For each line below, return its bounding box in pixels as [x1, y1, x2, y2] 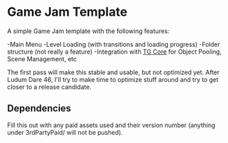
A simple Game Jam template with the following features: [7, 27, 170, 35]
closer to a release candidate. [7, 82, 92, 91]
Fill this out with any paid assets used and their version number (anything [7, 121, 216, 129]
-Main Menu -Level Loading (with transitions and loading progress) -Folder [7, 40, 220, 48]
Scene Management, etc [7, 54, 77, 63]
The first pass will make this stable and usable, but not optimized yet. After [7, 68, 220, 76]
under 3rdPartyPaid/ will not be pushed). [7, 128, 123, 136]
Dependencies [7, 102, 71, 114]
